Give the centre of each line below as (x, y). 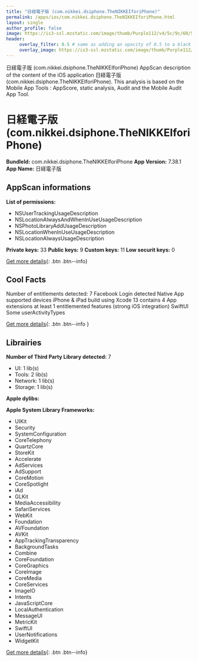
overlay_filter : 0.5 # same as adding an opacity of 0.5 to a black (105, 45)
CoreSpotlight (32, 484)
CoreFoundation (34, 559)
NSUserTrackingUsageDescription (56, 213)
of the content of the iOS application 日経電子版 (64, 75)
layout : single (25, 22)
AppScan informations (49, 187)
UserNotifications (36, 634)
